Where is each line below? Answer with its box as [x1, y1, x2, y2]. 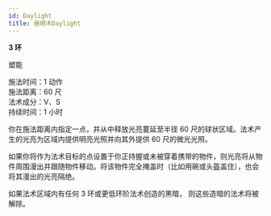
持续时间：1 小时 [8, 106, 63, 117]
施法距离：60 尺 [8, 86, 62, 97]
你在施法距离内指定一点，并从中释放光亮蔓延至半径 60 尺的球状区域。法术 [8, 124, 255, 134]
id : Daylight [8, 11, 52, 20]
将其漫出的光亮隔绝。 [8, 171, 79, 181]
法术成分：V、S [8, 97, 60, 106]
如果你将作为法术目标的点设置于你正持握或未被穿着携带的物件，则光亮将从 [8, 151, 256, 161]
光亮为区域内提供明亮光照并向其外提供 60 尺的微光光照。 [22, 134, 212, 143]
